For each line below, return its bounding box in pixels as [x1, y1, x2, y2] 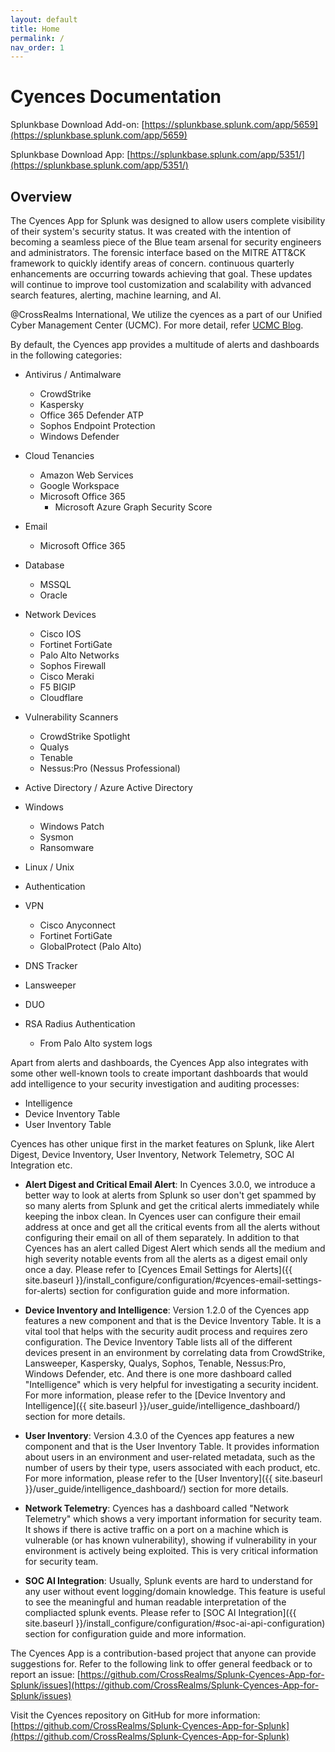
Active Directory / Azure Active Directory [24, 782, 193, 793]
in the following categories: [10, 349, 123, 361]
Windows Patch [39, 821, 105, 832]
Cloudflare [39, 692, 84, 703]
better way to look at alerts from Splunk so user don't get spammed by [24, 1189, 317, 1201]
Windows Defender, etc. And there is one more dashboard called [24, 1368, 292, 1380]
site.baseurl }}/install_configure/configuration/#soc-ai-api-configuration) [24, 1617, 326, 1629]
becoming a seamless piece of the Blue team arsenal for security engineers [10, 236, 322, 248]
